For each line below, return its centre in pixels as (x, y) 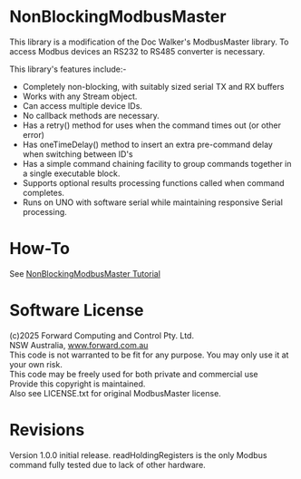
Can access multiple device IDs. (83, 105)
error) (34, 134)
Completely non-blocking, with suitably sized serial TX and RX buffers (153, 86)
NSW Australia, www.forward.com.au (79, 345)
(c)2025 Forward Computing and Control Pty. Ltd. (102, 335)
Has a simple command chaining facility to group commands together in (157, 163)
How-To (40, 249)
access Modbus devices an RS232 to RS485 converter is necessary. (137, 51)
